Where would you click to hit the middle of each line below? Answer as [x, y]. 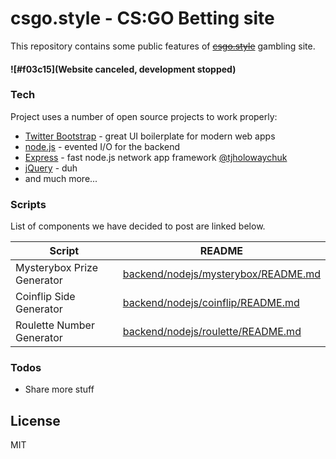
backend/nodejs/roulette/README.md [212, 332]
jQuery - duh [51, 168]
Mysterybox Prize [56, 268]
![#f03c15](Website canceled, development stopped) [123, 69]
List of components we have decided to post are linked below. [138, 226]
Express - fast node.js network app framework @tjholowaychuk [156, 157]
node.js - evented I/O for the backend [102, 146]
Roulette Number [55, 325]
